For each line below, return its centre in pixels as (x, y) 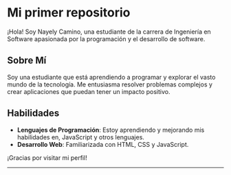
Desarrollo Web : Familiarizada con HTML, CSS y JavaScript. (103, 144)
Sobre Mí (27, 61)
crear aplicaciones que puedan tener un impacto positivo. (89, 91)
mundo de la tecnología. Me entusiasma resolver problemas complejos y (110, 84)
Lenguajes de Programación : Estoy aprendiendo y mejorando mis (111, 130)
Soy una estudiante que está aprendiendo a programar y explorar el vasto (111, 77)
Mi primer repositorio (69, 13)
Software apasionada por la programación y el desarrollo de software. (106, 38)
